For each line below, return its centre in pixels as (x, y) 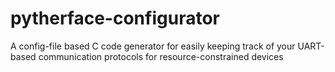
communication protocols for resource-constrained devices (161, 56)
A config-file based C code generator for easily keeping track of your (153, 46)
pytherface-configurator (115, 18)
